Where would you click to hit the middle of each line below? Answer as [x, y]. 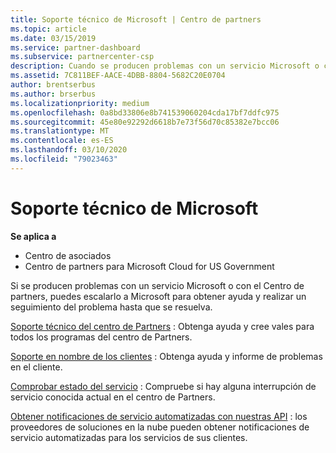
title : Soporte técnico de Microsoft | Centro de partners [136, 19]
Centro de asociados [68, 255]
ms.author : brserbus [53, 94]
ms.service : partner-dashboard [75, 47]
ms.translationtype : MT [60, 131]
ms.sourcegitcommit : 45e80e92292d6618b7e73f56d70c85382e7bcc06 [145, 122]
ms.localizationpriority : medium [80, 103]
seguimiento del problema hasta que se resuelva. [111, 307]
